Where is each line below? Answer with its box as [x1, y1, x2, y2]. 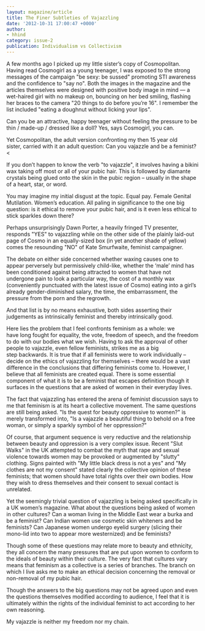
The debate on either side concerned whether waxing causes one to [6, 255, 179, 263]
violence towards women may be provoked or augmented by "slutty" [6, 452, 180, 460]
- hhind [6, 32, 26, 38]
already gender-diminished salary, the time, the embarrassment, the [6, 288, 178, 295]
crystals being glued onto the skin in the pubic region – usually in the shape [6, 174, 197, 181]
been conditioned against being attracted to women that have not [6, 268, 171, 276]
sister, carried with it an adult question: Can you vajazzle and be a [6, 142, 173, 150]
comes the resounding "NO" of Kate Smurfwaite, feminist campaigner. [6, 243, 184, 250]
